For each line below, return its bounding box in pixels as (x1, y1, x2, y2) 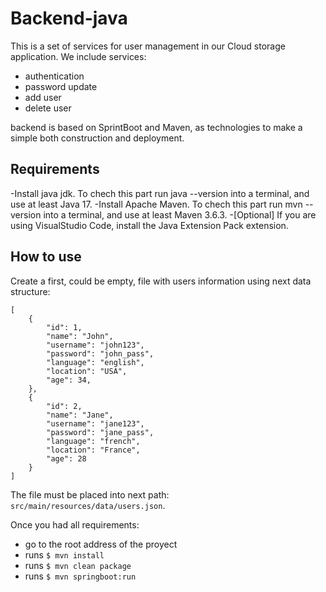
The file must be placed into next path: (10, 488, 170, 501)
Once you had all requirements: (10, 518, 140, 531)
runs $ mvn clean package (24, 559, 132, 571)
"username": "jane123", (46, 418, 145, 429)
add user (24, 91, 62, 103)
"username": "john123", (46, 340, 145, 350)
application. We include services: (10, 50, 147, 62)
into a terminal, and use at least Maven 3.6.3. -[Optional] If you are (43, 208, 317, 221)
